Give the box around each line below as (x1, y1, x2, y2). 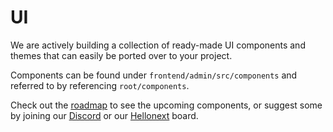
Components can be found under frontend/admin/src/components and (10, 69, 298, 81)
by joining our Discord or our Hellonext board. (10, 109, 199, 121)
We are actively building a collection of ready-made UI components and (10, 39, 306, 51)
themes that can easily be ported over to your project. (10, 49, 233, 61)
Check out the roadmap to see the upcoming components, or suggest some (10, 99, 323, 111)
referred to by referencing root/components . (10, 79, 190, 91)
